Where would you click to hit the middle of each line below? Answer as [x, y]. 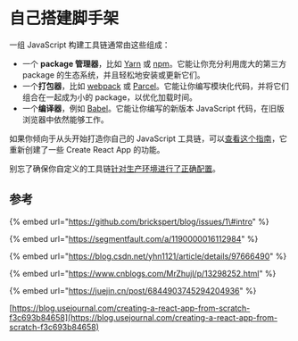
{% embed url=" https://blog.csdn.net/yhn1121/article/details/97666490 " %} [148, 256]
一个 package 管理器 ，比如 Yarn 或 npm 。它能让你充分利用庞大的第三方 [154, 63]
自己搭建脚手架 [64, 18]
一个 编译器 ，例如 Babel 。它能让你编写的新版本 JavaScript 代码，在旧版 [153, 108]
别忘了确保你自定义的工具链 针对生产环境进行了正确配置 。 [115, 168]
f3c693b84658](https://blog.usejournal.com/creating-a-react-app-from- [144, 317]
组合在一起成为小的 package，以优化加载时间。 [110, 97]
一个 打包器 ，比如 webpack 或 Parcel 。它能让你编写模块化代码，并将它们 [156, 86]
